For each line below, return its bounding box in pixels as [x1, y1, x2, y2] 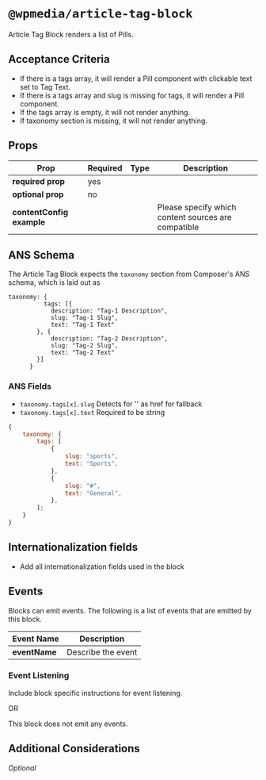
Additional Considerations [8, 742, 140, 755]
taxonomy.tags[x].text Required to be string [19, 407, 165, 417]
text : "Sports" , [64, 459, 119, 468]
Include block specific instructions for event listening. [8, 688, 183, 697]
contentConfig [12, 206, 69, 217]
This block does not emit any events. [8, 719, 128, 728]
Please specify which [157, 202, 237, 213]
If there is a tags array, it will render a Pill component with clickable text [19, 74, 253, 83]
